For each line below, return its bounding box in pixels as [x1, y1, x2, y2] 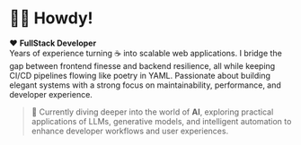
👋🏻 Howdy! [9, 8, 93, 29]
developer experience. [9, 89, 93, 99]
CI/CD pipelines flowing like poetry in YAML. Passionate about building [9, 70, 271, 81]
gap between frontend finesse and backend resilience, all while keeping [9, 60, 276, 71]
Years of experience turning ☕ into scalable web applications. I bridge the [9, 47, 283, 58]
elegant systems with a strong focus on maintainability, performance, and [9, 80, 281, 90]
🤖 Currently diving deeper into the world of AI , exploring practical [31, 107, 274, 117]
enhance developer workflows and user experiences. [31, 125, 229, 136]
